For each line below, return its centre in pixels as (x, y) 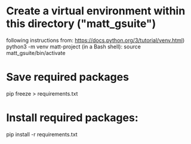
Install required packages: (72, 118)
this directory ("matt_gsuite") (81, 24)
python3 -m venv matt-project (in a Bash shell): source (74, 47)
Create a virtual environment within (96, 11)
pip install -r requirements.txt (42, 134)
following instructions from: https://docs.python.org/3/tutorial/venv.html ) (95, 40)
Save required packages (68, 77)
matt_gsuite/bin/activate (36, 53)
